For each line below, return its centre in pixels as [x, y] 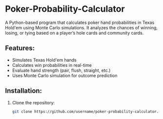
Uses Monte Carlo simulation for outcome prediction [65, 75]
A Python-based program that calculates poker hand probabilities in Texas [80, 22]
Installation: [24, 91]
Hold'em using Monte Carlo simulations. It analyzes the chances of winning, [81, 27]
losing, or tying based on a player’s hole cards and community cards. [74, 33]
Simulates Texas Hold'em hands [44, 60]
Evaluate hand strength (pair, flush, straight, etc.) [61, 70]
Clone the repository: [33, 102]
